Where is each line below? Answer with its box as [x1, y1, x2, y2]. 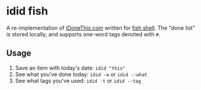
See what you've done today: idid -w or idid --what [15, 71, 147, 78]
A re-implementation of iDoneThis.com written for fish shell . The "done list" [6, 24, 196, 31]
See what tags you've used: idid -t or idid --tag [15, 77, 141, 84]
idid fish [6, 4, 49, 18]
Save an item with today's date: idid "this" [15, 64, 126, 71]
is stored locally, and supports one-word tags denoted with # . [6, 30, 160, 37]
